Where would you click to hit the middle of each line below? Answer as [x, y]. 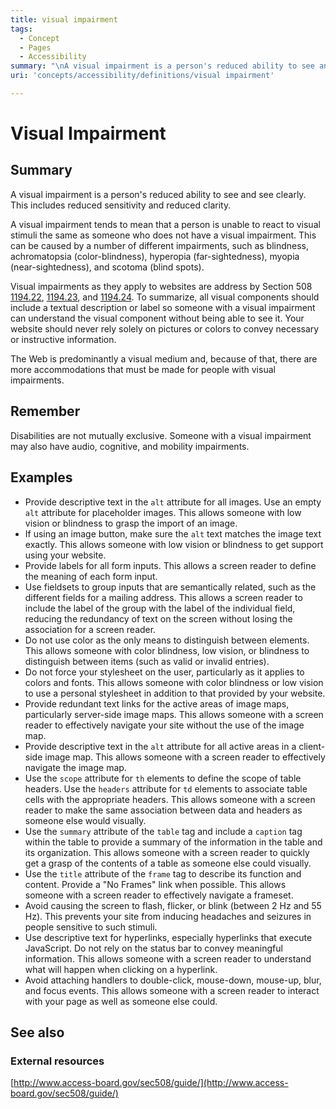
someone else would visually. [85, 820]
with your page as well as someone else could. [121, 1001]
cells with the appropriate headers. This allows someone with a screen [170, 799]
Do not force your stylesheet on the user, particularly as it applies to [164, 672]
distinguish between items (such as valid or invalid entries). [147, 661]
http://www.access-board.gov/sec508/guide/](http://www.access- [151, 1083]
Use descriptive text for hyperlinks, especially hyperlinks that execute [168, 937]
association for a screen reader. [90, 629]
